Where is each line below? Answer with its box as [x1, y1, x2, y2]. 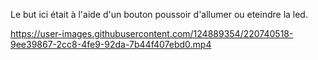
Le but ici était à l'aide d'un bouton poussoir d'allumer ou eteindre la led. [10, 9, 308, 20]
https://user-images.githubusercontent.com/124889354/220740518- [10, 28, 294, 39]
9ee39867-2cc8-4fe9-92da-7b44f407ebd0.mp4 [10, 39, 212, 50]
